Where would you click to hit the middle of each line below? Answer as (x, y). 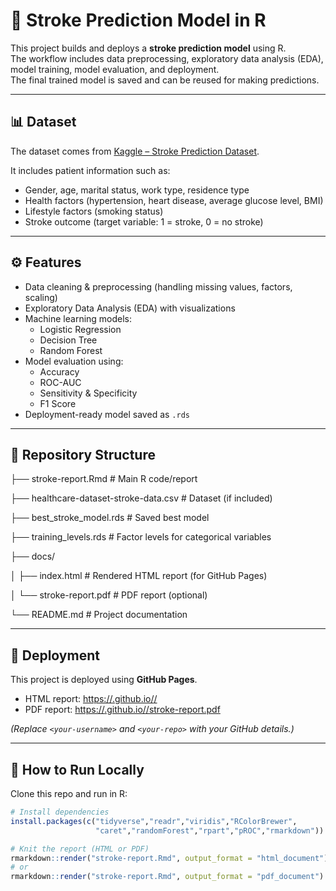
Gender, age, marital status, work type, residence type (137, 190)
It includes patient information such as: (90, 170)
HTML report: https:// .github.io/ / (91, 699)
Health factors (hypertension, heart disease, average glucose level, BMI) (174, 200)
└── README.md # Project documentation (99, 615)
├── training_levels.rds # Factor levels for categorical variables (141, 537)
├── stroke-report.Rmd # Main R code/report (104, 479)
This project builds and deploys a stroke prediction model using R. (148, 48)
